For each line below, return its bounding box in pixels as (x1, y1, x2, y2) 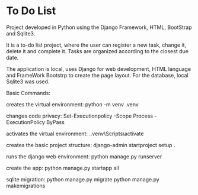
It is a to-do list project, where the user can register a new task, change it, (6, 41, 187, 48)
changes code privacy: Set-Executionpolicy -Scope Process (6, 112, 153, 119)
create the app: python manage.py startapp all (6, 164, 120, 171)
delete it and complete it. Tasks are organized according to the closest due (6, 47, 189, 54)
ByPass (46, 118, 65, 125)
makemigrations (6, 182, 46, 189)
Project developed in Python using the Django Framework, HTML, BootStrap (6, 24, 192, 31)
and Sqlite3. (6, 30, 36, 37)
